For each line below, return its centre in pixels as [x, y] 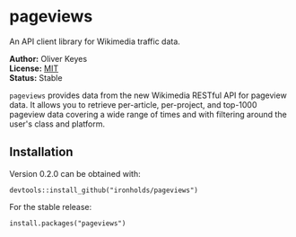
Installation [41, 152]
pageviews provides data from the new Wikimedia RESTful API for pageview [148, 95]
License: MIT [34, 68]
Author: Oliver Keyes [48, 58]
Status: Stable [36, 77]
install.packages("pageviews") [68, 223]
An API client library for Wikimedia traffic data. [95, 41]
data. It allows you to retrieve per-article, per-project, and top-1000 [133, 104]
